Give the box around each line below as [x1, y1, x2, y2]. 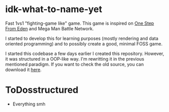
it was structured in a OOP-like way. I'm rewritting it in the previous [5, 55, 144, 62]
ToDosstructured [5, 84, 78, 96]
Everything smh [12, 101, 46, 107]
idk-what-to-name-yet [5, 4, 102, 15]
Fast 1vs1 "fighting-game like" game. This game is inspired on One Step [5, 20, 154, 26]
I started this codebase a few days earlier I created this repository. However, [5, 50, 164, 57]
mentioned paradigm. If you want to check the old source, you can [5, 61, 144, 67]
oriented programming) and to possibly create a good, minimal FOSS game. [5, 40, 163, 46]
